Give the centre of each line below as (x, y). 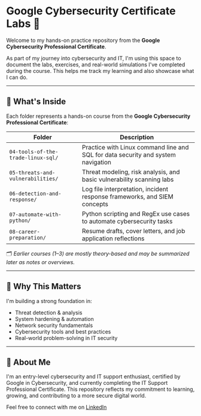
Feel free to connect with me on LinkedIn (57, 407)
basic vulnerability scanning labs (128, 179)
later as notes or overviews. (40, 262)
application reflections (113, 238)
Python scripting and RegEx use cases (136, 213)
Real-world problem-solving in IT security (66, 338)
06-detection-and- (35, 193)
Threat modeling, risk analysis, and (131, 172)
